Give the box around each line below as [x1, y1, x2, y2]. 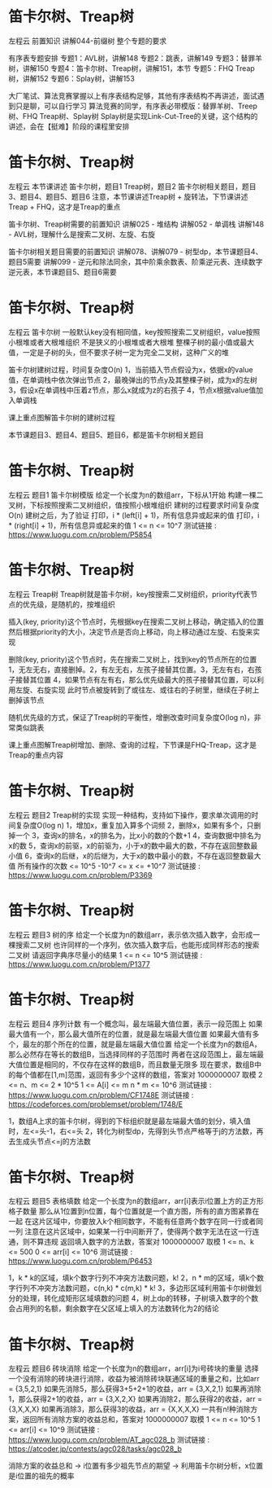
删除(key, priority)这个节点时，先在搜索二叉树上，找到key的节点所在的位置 [8, 654, 257, 664]
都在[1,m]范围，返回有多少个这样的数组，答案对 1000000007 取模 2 [36, 1069, 263, 1079]
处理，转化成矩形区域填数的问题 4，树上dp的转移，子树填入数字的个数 [22, 1293, 259, 1303]
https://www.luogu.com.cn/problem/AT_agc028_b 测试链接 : [8, 1435, 209, 1445]
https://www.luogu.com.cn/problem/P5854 [8, 529, 153, 539]
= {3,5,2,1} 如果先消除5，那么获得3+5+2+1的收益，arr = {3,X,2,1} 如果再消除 [8, 1384, 261, 1394]
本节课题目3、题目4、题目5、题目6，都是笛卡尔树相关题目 [8, 429, 205, 440]
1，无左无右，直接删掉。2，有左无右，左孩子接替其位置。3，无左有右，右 [8, 665, 255, 674]
